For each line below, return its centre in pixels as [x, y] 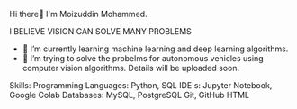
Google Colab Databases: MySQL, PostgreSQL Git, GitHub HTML [130, 95]
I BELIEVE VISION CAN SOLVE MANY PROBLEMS [100, 31]
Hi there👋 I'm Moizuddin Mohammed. [78, 14]
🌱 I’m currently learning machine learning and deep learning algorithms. [155, 49]
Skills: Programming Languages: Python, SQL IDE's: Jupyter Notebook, [141, 85]
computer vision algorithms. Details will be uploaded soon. [131, 68]
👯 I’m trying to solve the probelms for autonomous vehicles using [143, 58]
